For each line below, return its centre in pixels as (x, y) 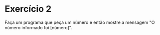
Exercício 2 (28, 9)
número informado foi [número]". (39, 27)
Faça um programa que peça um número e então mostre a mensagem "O (80, 22)
